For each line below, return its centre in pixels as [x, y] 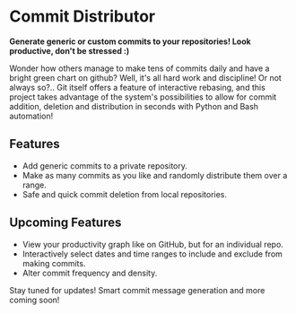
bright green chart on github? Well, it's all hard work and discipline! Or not [146, 77]
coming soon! [35, 300]
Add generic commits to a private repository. [105, 166]
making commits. [54, 263]
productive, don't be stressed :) [70, 50]
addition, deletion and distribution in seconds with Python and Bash [134, 106]
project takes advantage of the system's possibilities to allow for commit [143, 97]
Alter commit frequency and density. [90, 273]
